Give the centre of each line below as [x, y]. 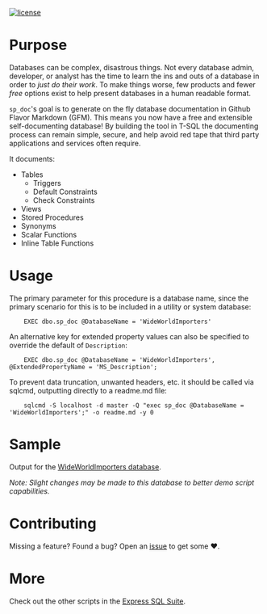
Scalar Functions [49, 234]
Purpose [38, 45]
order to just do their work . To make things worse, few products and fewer [133, 84]
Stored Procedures [52, 217]
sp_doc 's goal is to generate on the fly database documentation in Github [130, 108]
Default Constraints [65, 191]
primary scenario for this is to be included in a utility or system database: [130, 306]
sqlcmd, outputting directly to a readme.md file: [88, 390]
